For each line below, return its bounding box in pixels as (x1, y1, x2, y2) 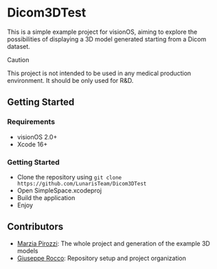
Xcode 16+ (16, 140, 48, 148)
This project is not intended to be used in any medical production (7, 69, 192, 77)
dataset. (7, 42, 31, 50)
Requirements (7, 117, 56, 127)
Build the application (16, 193, 76, 201)
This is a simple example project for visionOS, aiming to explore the (7, 28, 198, 36)
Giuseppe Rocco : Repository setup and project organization (16, 254, 187, 262)
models (16, 246, 38, 255)
